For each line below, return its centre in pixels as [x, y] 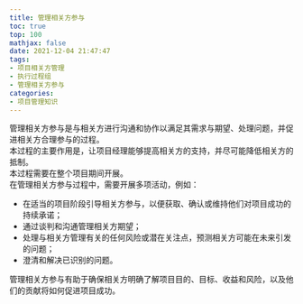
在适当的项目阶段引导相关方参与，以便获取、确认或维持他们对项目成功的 [156, 204]
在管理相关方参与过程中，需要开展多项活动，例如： [104, 185]
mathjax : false [38, 43]
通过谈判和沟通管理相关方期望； [82, 226]
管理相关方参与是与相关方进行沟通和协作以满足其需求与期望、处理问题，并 [147, 128]
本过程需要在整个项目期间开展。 [69, 173]
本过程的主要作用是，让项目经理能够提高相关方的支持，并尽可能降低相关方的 [151, 151]
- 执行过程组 [30, 77]
